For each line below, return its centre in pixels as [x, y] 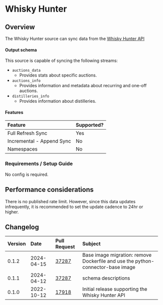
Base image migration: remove [117, 255]
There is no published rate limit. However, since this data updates [70, 201]
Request [65, 247]
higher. [12, 212]
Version [17, 244]
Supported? [90, 125]
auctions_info [26, 81]
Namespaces [23, 149]
